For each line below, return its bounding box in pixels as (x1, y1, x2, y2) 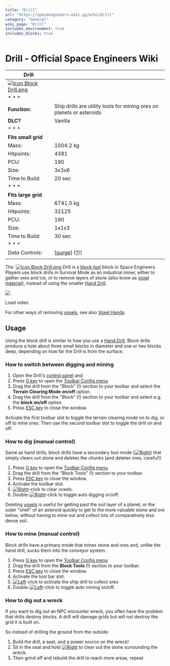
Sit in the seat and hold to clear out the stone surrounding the (12, 644, 158, 650)
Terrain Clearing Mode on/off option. (12, 389, 91, 395)
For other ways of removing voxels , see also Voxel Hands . (5, 309, 126, 315)
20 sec (54, 174, 71, 182)
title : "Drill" (5, 7, 37, 13)
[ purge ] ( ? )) (54, 249, 82, 256)
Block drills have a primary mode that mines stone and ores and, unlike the (5, 542, 161, 548)
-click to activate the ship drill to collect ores (26, 579, 119, 585)
